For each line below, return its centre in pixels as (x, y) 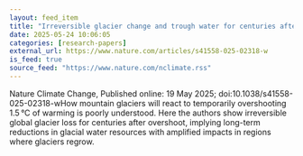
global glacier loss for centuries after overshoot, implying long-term (135, 122)
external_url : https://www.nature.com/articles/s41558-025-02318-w (139, 51)
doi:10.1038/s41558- (256, 93)
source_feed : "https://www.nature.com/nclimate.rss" (110, 69)
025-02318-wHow (44, 103)
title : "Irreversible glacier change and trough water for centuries (143, 26)
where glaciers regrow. (52, 142)
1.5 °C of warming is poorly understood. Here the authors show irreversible (148, 113)
